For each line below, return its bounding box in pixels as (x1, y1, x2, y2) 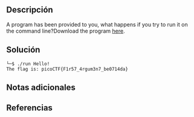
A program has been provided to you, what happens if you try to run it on (6, 21, 189, 28)
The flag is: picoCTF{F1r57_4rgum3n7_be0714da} (6, 66, 129, 72)
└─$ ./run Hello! (6, 60, 50, 67)
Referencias (6, 103, 53, 113)
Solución (6, 45, 40, 55)
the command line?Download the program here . (6, 27, 125, 34)
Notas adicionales (6, 83, 76, 93)
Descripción (6, 5, 53, 15)
